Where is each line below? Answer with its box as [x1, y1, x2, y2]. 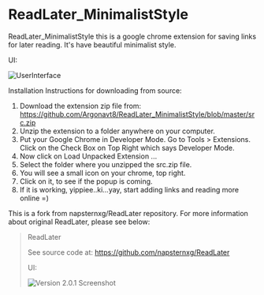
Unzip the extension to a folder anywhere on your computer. [19, 126, 215, 136]
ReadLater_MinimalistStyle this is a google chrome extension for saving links [8, 32, 257, 41]
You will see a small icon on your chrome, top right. [19, 168, 186, 177]
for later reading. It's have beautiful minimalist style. [8, 39, 177, 49]
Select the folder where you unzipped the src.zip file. [19, 159, 192, 169]
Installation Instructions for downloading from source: [8, 85, 183, 95]
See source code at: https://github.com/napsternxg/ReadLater [27, 247, 230, 257]
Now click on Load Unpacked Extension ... [19, 151, 158, 161]
